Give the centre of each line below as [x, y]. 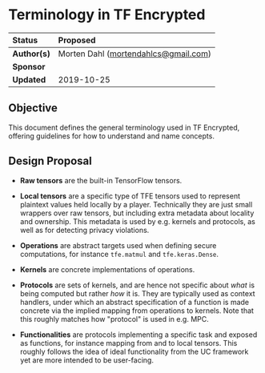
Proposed [77, 40]
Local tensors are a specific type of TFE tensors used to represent [130, 196]
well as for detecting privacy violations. [84, 230]
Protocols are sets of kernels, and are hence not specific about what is [137, 285]
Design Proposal [50, 161]
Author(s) [31, 54]
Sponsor [29, 66]
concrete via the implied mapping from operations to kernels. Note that [137, 311]
